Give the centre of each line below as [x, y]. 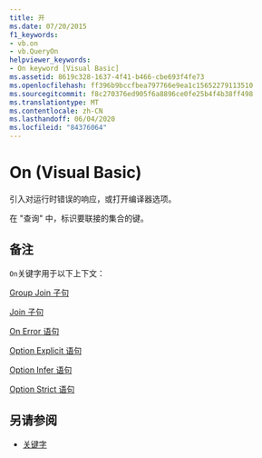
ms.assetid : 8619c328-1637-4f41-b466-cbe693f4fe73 [107, 77]
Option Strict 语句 [42, 389]
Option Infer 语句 [41, 370]
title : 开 [27, 18]
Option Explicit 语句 [46, 350]
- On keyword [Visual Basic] [64, 69]
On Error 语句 [34, 331]
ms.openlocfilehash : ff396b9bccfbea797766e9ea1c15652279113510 [131, 85]
